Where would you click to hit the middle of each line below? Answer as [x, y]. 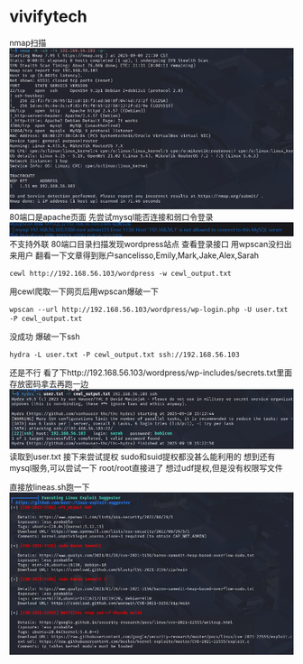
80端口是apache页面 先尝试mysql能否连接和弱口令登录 [111, 217]
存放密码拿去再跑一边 [49, 384]
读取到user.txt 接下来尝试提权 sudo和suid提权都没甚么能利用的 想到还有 [142, 456]
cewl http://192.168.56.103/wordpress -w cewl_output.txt [120, 274]
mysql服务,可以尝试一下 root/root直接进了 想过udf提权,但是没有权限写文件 [147, 468]
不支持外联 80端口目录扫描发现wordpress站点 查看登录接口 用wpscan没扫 [147, 244]
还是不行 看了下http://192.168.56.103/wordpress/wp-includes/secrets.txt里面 [151, 373]
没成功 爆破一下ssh [45, 337]
